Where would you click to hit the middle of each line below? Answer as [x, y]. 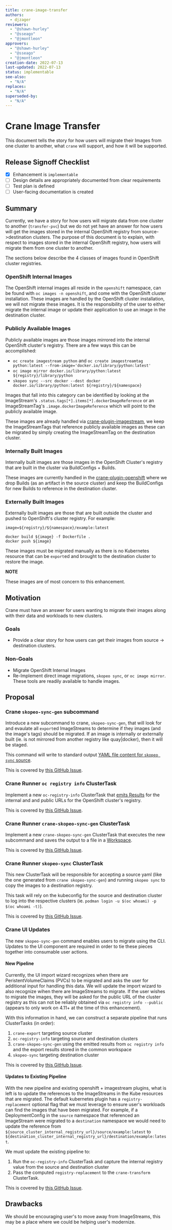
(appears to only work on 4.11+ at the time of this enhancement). [73, 1008]
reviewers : [17, 24]
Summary [21, 208]
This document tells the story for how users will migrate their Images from [83, 141]
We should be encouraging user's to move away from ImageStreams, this [83, 1216]
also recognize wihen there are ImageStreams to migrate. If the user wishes [85, 991]
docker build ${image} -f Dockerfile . [48, 537]
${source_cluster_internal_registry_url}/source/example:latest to [78, 1131]
